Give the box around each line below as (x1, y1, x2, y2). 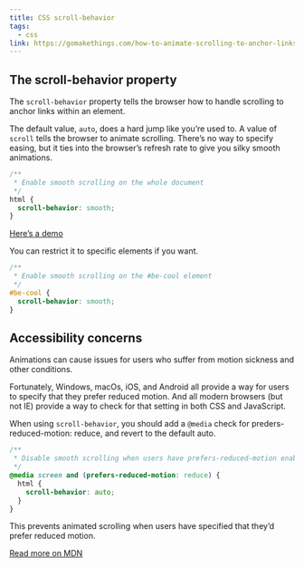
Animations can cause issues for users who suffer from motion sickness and (9, 354, 294, 365)
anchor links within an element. (9, 106, 126, 117)
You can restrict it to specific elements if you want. (9, 245, 199, 256)
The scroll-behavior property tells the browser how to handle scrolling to (9, 96, 284, 107)
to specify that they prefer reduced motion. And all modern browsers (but (9, 391, 283, 402)
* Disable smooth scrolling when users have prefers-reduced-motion (13, 454, 278, 463)
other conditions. (9, 364, 73, 375)
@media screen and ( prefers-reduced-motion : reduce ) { (9, 471, 221, 480)
